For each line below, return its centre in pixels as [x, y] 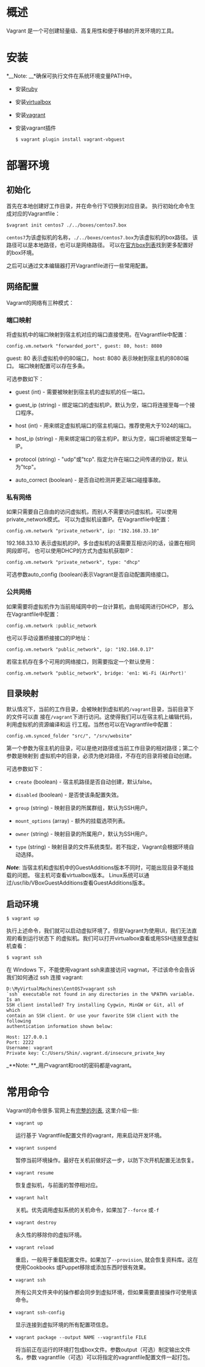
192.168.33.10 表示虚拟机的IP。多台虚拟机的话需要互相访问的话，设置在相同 [101, 543]
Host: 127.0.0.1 [27, 1037]
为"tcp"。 [27, 466]
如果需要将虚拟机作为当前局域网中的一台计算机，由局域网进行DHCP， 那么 [100, 606]
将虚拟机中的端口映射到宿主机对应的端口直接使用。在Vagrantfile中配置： [98, 334]
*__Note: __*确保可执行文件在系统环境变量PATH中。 [71, 76]
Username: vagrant [30, 1048]
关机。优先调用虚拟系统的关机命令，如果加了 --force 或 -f [87, 1210]
